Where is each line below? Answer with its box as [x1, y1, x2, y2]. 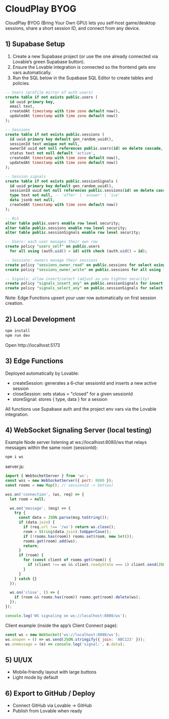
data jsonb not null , [10, 198, 55, 203]
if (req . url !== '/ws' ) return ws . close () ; [23, 524, 116, 530]
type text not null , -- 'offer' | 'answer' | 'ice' [10, 193, 121, 198]
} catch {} [14, 576, 37, 581]
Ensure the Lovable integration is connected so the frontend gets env [12, 64, 156, 70]
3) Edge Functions [5, 357, 64, 366]
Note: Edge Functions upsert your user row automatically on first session [5, 295, 156, 301]
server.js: [5, 464, 25, 470]
